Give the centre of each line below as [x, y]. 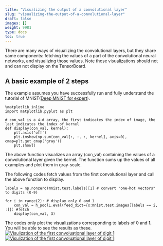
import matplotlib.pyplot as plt [39, 111]
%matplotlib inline [25, 107]
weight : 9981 [18, 28]
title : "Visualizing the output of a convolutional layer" [66, 9]
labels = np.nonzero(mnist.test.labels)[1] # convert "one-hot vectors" [80, 188]
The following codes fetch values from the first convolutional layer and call [80, 174]
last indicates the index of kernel [42, 124]
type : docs [16, 32]
